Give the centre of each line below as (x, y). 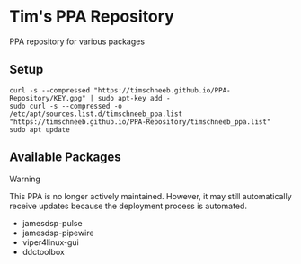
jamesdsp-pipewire (58, 233)
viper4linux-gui (50, 242)
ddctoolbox (43, 251)
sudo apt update (40, 129)
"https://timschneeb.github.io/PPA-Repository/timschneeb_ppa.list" (140, 122)
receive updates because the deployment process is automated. (128, 206)
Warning (25, 179)
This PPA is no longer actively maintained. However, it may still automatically (150, 196)
